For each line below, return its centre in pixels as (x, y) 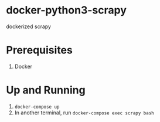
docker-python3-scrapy (67, 10)
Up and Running (46, 90)
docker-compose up (37, 107)
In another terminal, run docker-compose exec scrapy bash (84, 113)
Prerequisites (40, 50)
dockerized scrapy (29, 26)
